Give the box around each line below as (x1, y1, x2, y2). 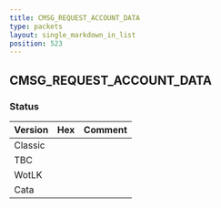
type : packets (9, 22, 64, 31)
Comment (83, 123, 127, 136)
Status (9, 99, 39, 112)
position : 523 (9, 38, 64, 48)
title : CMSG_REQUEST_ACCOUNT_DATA (9, 13, 141, 23)
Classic (14, 139, 45, 151)
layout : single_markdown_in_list (9, 30, 136, 39)
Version (14, 123, 49, 136)
